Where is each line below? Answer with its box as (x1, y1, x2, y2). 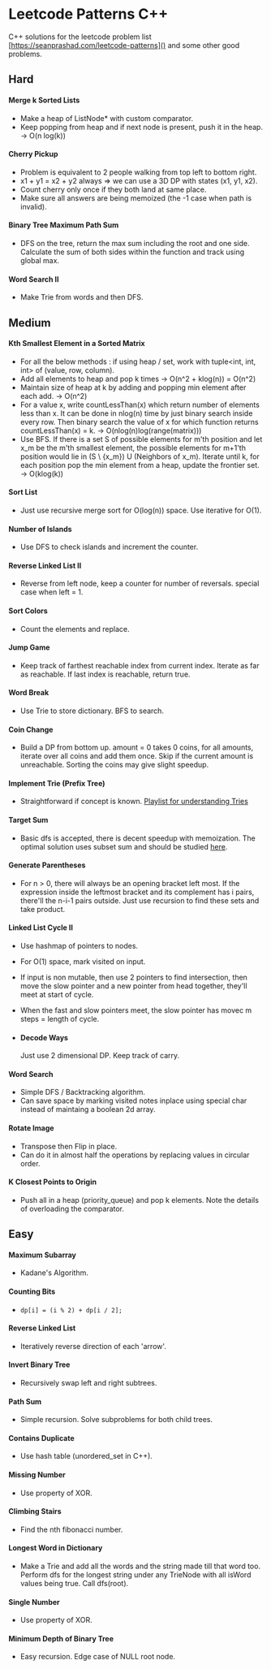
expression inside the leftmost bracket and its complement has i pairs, (19, 887, 255, 897)
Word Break (8, 688, 49, 698)
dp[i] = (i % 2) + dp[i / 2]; (19, 1306, 123, 1314)
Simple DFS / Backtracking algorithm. (19, 1087, 146, 1097)
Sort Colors (8, 606, 49, 616)
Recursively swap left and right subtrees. (19, 1377, 157, 1387)
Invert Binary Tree (8, 1360, 71, 1369)
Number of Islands (8, 524, 72, 534)
